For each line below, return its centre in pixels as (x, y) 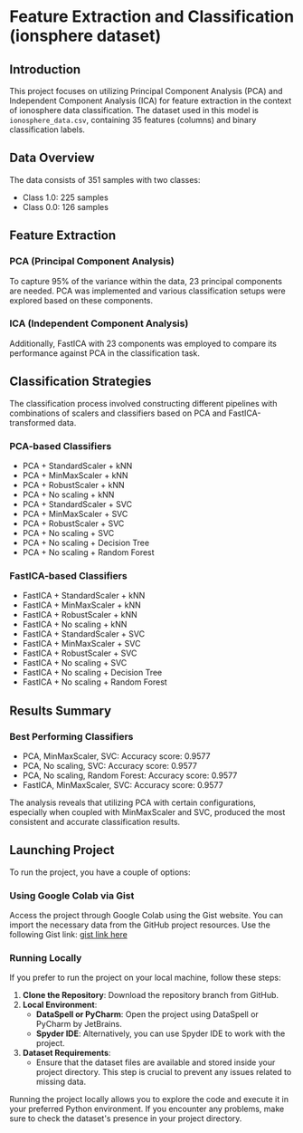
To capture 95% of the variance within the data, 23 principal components (146, 281)
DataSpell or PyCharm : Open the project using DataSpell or (147, 1014)
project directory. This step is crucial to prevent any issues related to (164, 1072)
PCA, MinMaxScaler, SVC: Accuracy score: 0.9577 (116, 756)
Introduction (45, 69)
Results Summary (61, 711)
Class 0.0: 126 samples (65, 206)
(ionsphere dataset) (85, 36)
